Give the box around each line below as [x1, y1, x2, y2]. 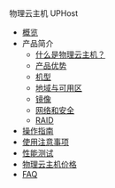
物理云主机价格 [21, 159, 77, 169]
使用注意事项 [21, 136, 69, 147]
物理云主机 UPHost [9, 8, 79, 19]
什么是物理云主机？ [34, 49, 106, 60]
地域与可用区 [34, 83, 82, 93]
